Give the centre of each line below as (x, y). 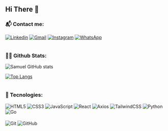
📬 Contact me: (25, 24)
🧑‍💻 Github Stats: (26, 56)
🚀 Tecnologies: (24, 95)
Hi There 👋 (22, 9)
